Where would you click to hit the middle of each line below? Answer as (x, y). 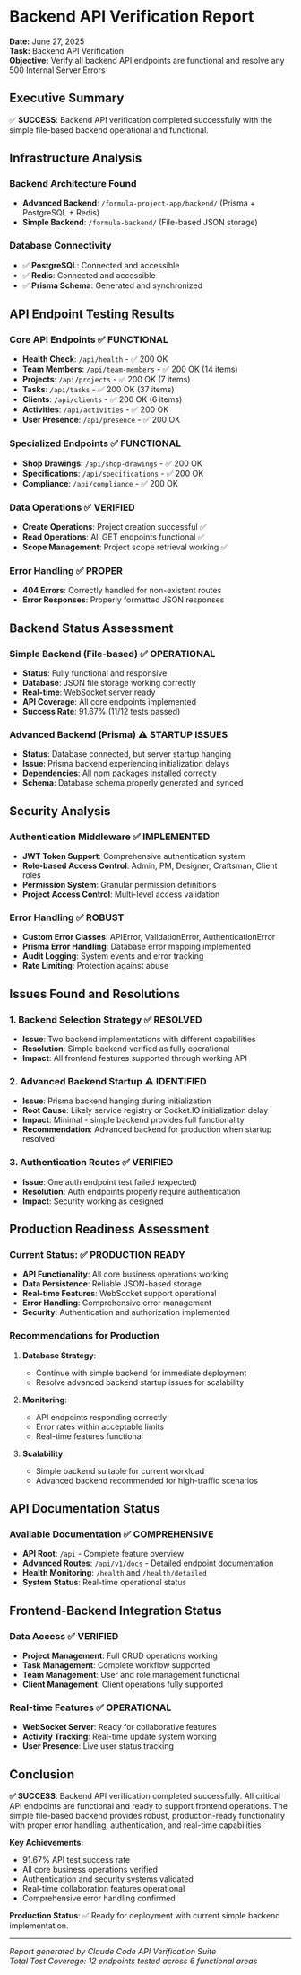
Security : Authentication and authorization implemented (126, 1312)
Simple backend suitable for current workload (120, 1470)
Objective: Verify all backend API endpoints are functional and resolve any (147, 60)
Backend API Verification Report (132, 17)
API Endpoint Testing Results (92, 315)
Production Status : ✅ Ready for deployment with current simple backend (145, 1916)
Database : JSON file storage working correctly (109, 683)
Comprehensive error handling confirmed (99, 1898)
